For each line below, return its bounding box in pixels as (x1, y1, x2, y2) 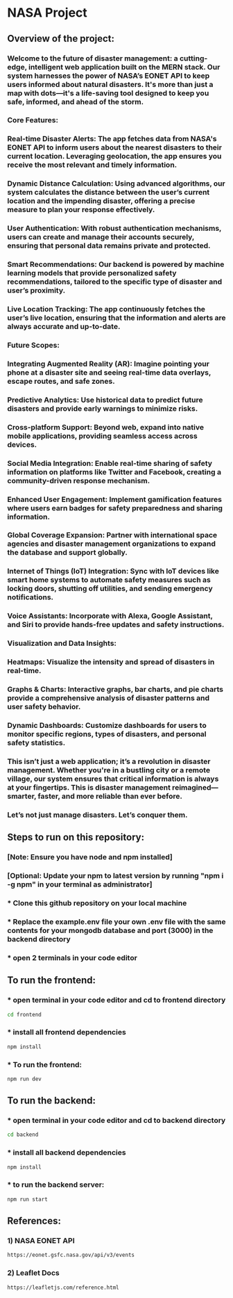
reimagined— (172, 782, 218, 792)
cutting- (179, 54, 208, 63)
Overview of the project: (7, 33, 115, 44)
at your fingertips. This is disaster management (7, 782, 171, 792)
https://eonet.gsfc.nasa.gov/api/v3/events (7, 1251, 135, 1259)
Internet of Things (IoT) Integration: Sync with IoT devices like (7, 567, 220, 576)
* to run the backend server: (7, 1180, 105, 1190)
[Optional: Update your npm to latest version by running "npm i (7, 871, 224, 881)
